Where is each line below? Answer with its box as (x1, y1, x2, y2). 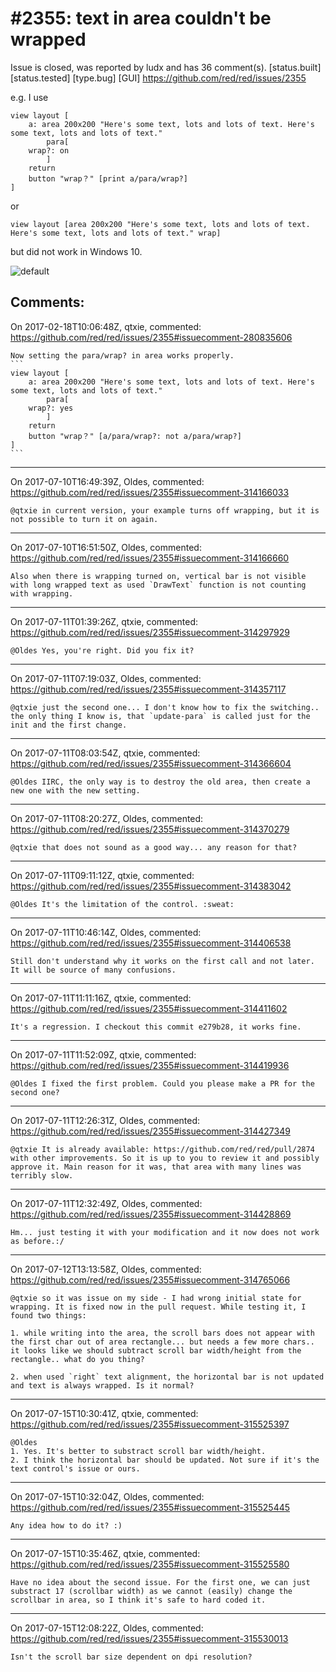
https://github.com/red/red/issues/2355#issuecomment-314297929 (10, 626, 290, 638)
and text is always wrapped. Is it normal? (10, 1380, 195, 1391)
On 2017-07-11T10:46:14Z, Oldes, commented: (10, 926, 202, 938)
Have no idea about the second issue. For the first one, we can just (10, 1577, 311, 1587)
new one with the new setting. (10, 785, 141, 796)
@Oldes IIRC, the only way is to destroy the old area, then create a (10, 777, 311, 787)
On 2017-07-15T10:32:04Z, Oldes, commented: (10, 1490, 205, 1502)
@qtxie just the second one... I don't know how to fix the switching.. (10, 702, 320, 712)
